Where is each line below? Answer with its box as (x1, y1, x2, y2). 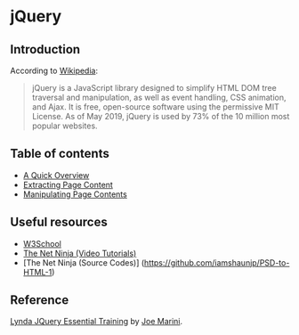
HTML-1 (22, 266, 53, 277)
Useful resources (10, 215, 108, 230)
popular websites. (31, 120, 98, 131)
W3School (22, 238, 61, 249)
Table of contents (10, 146, 109, 161)
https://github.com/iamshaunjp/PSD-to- (143, 257, 290, 268)
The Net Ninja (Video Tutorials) (22, 248, 137, 258)
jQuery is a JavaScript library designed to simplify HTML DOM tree (31, 83, 277, 93)
